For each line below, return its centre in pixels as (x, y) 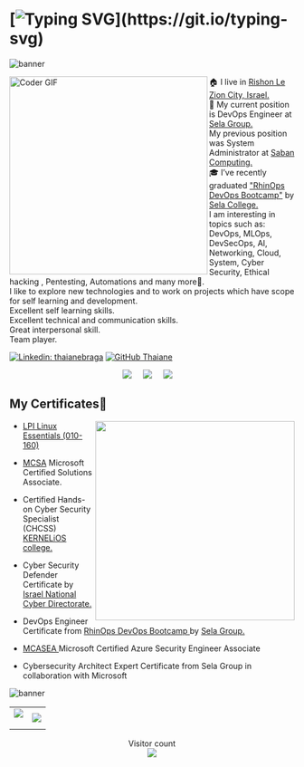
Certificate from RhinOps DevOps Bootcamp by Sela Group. (133, 630)
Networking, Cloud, (246, 253)
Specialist (41, 518)
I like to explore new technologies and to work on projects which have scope (152, 291)
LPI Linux (39, 426)
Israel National (49, 594)
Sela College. (234, 205)
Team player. (33, 339)
